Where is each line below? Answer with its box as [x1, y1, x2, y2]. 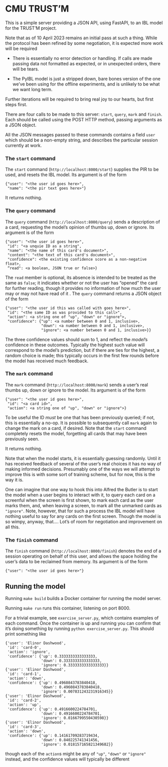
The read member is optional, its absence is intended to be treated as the [5, 274, 156, 280]
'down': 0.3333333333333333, [41, 658, 102, 663]
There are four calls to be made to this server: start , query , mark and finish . [5, 111, 162, 117]
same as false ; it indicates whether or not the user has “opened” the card [5, 280, 158, 286]
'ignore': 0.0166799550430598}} [41, 715, 109, 720]
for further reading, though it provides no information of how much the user [5, 285, 161, 291]
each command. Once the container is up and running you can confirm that [5, 620, 161, 626]
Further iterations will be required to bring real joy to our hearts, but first [5, 96, 154, 102]
